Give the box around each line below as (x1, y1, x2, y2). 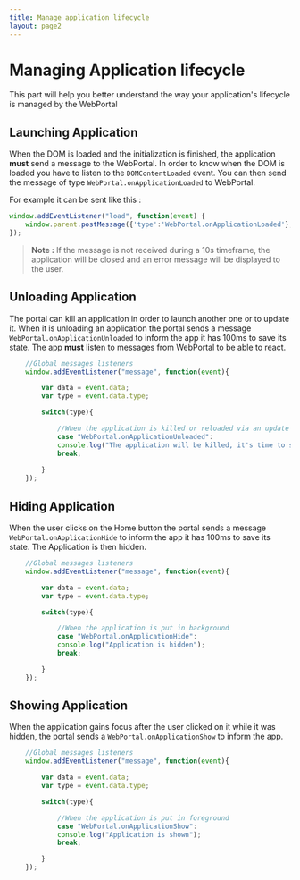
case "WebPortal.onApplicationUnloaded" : (56, 432, 214, 441)
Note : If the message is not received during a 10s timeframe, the (30, 244, 271, 255)
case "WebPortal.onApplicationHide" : (56, 632, 198, 641)
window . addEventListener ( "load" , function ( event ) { (9, 212, 205, 221)
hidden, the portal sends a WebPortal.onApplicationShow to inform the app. (9, 731, 284, 742)
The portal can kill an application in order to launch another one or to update (9, 313, 290, 324)
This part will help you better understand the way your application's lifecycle (9, 89, 290, 100)
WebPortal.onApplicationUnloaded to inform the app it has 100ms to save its (9, 332, 287, 343)
